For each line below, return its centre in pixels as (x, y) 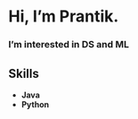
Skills (24, 73)
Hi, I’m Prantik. (64, 17)
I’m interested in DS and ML (69, 45)
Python (35, 104)
